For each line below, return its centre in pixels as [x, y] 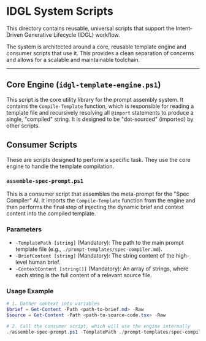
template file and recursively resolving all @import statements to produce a [100, 112]
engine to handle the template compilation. [60, 166]
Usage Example [30, 291]
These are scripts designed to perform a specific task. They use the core [99, 159]
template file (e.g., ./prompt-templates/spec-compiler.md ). [89, 249]
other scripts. [23, 125]
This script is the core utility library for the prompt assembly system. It [95, 99]
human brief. [45, 262]
